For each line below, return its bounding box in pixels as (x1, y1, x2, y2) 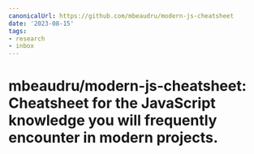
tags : (8, 27, 27, 35)
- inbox (8, 42, 35, 50)
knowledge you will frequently (8, 111, 217, 130)
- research (8, 34, 45, 43)
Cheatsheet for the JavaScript (8, 94, 217, 113)
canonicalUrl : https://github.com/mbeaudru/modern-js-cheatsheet (8, 11, 234, 20)
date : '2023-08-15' (8, 19, 75, 28)
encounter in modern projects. (8, 129, 219, 147)
